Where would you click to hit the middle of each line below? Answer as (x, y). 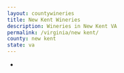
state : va (21, 45)
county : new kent (32, 39)
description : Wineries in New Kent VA (62, 26)
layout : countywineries (41, 13)
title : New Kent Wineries (44, 20)
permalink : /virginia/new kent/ (53, 32)
